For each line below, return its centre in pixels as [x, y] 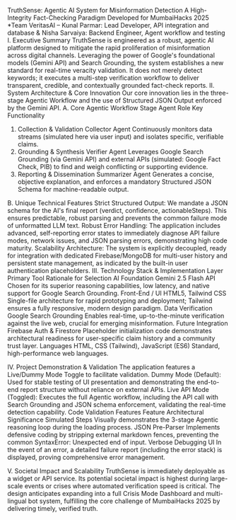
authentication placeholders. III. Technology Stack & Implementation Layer [116, 271]
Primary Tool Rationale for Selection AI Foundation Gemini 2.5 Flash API [111, 278]
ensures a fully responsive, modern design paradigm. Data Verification [110, 308]
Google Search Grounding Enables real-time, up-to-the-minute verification [116, 316]
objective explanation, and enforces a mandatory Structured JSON [114, 182]
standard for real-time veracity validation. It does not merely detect [105, 70]
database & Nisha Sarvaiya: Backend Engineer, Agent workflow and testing [116, 33]
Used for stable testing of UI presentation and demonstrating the [101, 382]
